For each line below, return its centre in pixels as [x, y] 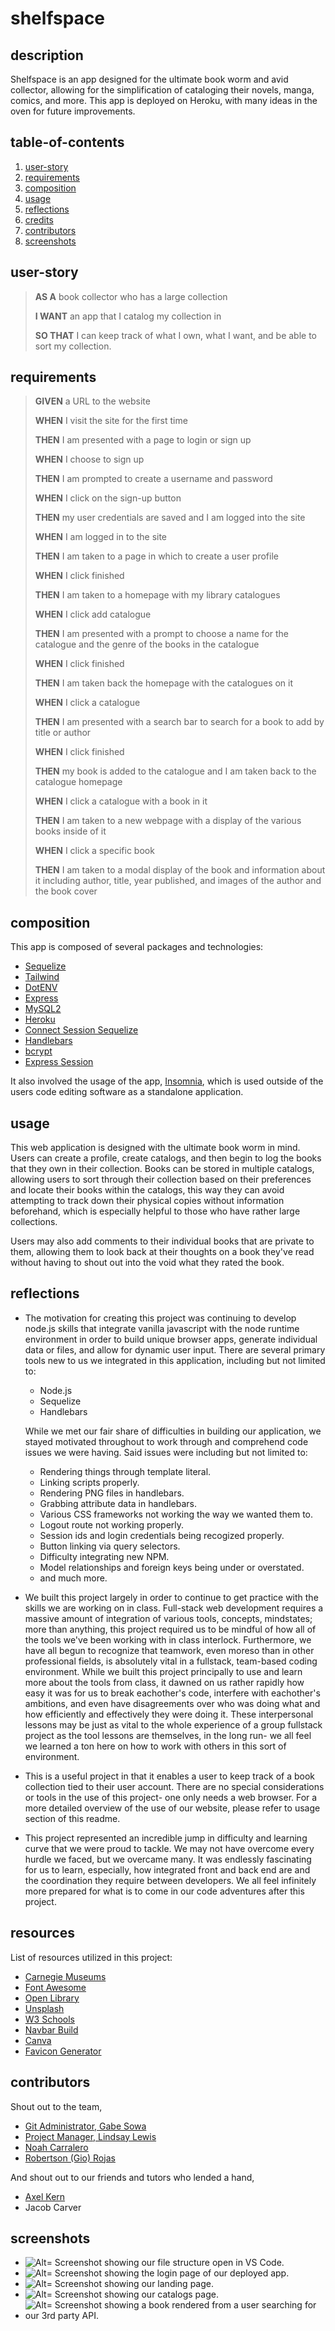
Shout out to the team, [56, 2106]
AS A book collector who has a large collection [131, 296]
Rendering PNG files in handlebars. [112, 1493]
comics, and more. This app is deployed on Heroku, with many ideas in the [164, 100]
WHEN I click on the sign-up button [108, 498]
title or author [63, 733]
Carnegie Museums [65, 1976]
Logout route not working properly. [112, 1524]
